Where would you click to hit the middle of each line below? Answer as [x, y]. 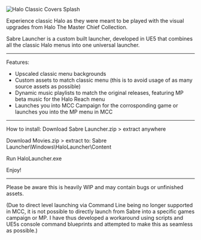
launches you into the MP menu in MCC [64, 112]
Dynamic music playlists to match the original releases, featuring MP [99, 93]
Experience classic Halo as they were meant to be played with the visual [95, 21]
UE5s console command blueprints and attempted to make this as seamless [100, 224]
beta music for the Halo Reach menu [60, 99]
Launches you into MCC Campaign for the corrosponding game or [96, 105]
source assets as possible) [48, 86]
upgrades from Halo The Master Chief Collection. [67, 27]
